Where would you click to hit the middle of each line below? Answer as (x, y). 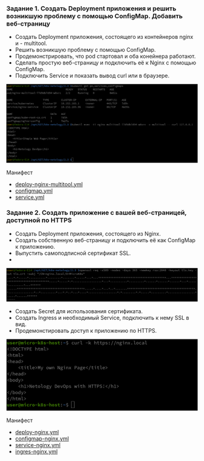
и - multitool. (31, 43)
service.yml (29, 197)
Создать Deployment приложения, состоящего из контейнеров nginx (104, 37)
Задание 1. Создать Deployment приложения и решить (91, 9)
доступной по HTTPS (39, 220)
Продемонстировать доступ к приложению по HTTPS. (86, 331)
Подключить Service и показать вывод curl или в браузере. (92, 76)
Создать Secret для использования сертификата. (79, 311)
